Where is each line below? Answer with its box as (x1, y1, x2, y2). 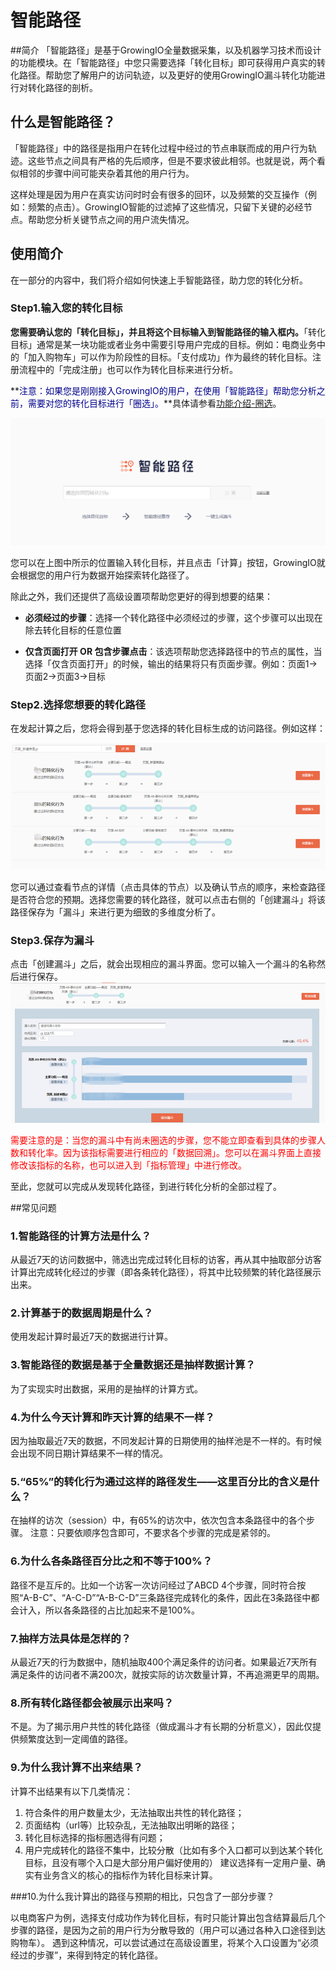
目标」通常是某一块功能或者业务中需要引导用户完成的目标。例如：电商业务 (10, 338, 317, 350)
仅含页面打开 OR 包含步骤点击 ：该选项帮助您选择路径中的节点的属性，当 (24, 646, 323, 658)
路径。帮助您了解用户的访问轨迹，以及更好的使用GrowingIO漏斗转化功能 (18, 69, 317, 81)
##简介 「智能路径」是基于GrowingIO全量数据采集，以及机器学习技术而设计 (10, 44, 322, 56)
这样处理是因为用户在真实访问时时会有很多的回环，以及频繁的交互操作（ (10, 188, 308, 200)
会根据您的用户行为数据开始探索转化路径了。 (10, 569, 195, 581)
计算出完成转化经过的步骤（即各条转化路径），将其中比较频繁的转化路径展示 (10, 1266, 322, 1278)
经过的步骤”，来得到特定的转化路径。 (10, 1949, 164, 1961)
